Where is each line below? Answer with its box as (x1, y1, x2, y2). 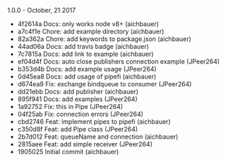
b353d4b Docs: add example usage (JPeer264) (17, 65, 157, 73)
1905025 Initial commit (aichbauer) (17, 148, 119, 156)
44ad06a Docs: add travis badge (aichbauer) (17, 42, 150, 50)
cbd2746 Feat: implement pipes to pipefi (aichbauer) (17, 117, 171, 126)
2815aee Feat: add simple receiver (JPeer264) (17, 140, 153, 148)
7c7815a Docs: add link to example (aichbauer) (17, 50, 154, 58)
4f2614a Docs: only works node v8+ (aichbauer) (17, 20, 159, 28)
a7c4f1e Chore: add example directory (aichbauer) (17, 28, 165, 35)
